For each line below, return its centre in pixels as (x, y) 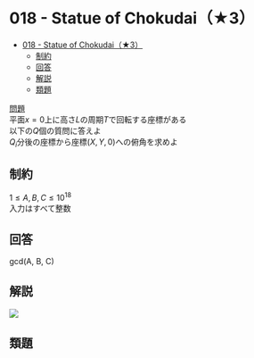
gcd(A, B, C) (32, 262)
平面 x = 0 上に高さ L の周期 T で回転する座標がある (98, 119)
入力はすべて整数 (40, 208)
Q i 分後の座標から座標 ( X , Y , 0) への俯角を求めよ (94, 142)
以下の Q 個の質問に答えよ (55, 130)
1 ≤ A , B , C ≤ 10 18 (41, 197)
